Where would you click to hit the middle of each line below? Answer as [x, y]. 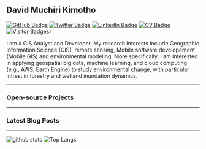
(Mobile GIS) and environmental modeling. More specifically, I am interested [102, 56]
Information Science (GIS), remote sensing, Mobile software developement [101, 50]
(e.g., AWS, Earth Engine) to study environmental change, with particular [98, 69]
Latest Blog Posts [33, 121]
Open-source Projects [40, 97]
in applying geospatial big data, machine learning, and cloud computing [97, 63]
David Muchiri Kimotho [51, 10]
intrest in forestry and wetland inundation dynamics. [72, 75]
